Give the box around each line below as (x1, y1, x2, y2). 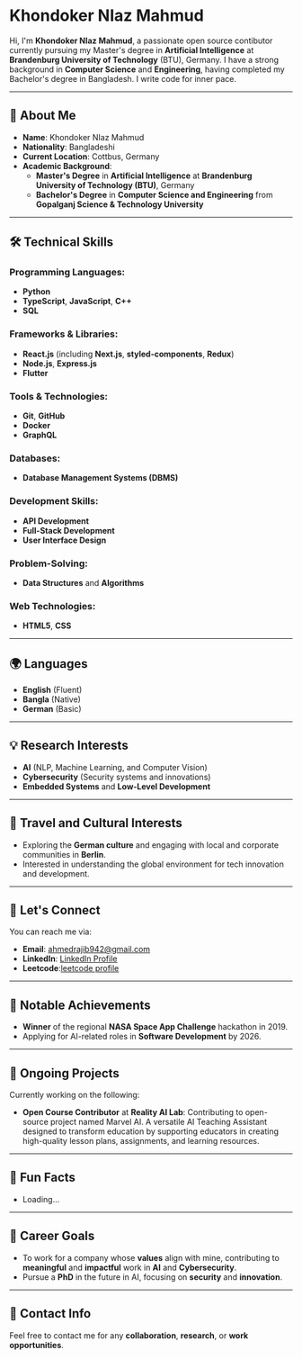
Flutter (22, 367, 49, 378)
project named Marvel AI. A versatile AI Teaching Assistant (49, 1117, 268, 1128)
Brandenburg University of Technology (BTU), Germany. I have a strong (9, 54, 280, 65)
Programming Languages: (9, 266, 126, 279)
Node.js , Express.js (22, 357, 97, 369)
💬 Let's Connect (9, 903, 101, 918)
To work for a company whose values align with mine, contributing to (22, 1252, 280, 1263)
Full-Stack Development (22, 525, 115, 535)
